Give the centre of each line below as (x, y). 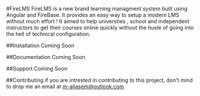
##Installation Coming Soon (40, 45)
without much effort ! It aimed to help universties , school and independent (98, 21)
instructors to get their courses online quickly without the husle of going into (100, 27)
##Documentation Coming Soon (46, 57)
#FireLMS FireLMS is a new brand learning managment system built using (97, 9)
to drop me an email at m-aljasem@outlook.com (65, 86)
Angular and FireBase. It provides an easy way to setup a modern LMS (93, 15)
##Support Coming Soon (37, 69)
